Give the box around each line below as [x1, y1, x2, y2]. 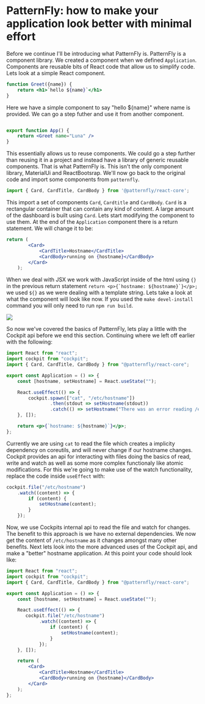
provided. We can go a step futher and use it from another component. [6, 110, 184, 117]
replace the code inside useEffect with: [6, 472, 106, 480]
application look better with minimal [6, 17, 192, 31]
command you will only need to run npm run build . [6, 302, 134, 309]
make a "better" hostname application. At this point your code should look [6, 550, 192, 557]
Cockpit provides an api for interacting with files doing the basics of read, [6, 453, 191, 460]
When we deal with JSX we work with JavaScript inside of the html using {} [6, 276, 196, 283]
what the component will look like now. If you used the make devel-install [6, 295, 193, 303]
